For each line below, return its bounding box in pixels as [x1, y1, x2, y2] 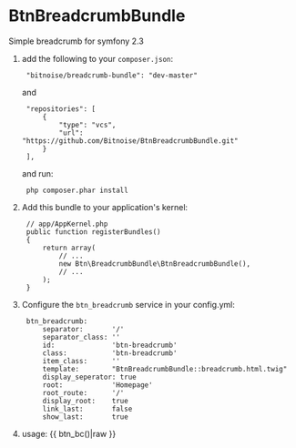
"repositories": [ [26, 104, 97, 114]
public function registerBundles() [26, 227, 161, 237]
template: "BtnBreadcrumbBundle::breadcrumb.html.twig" [42, 364, 288, 373]
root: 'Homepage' [42, 380, 153, 390]
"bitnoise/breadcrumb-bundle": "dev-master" [26, 70, 198, 80]
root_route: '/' [42, 388, 125, 397]
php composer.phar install [26, 186, 128, 195]
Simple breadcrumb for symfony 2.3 [8, 36, 145, 46]
